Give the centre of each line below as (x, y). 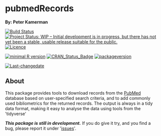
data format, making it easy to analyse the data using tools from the (73, 108)
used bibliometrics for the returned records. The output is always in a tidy (79, 103)
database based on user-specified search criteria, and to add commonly (78, 98)
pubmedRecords (40, 9)
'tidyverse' (16, 114)
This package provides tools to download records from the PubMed (73, 93)
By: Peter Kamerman (27, 22)
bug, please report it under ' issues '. (41, 128)
